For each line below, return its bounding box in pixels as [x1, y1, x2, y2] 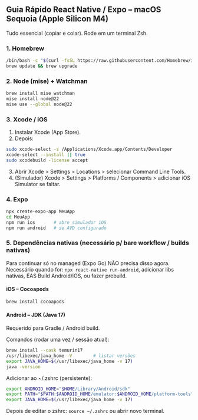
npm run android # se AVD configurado [6, 225, 107, 231]
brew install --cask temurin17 [6, 348, 83, 353]
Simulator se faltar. [14, 180, 61, 187]
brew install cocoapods [6, 299, 65, 305]
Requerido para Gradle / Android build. [6, 325, 100, 332]
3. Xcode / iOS [6, 115, 48, 123]
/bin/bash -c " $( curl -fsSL [6, 58, 75, 64]
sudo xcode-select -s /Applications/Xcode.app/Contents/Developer [6, 147, 173, 153]
